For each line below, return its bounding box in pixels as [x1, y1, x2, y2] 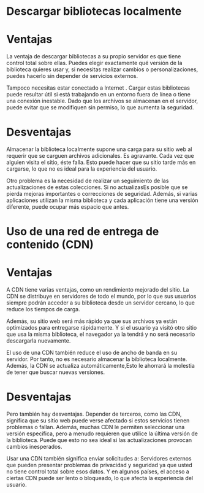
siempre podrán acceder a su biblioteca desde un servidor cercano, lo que [6, 299, 195, 306]
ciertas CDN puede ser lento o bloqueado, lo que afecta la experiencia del [6, 475, 194, 482]
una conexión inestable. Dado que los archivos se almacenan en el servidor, [6, 97, 198, 105]
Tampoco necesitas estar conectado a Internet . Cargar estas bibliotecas [6, 84, 190, 91]
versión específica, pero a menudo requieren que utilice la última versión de [6, 430, 198, 437]
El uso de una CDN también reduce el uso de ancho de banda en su [6, 349, 178, 357]
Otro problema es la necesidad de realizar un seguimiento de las [6, 177, 169, 185]
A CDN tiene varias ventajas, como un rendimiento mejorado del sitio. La [6, 286, 189, 293]
